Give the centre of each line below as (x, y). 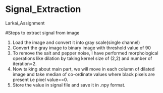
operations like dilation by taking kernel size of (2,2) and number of (82, 58)
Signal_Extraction (43, 9)
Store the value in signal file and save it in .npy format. (69, 85)
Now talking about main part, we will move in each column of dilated (84, 69)
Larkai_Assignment (25, 23)
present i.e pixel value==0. (40, 79)
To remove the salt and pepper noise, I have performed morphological (85, 53)
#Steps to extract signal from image (42, 32)
